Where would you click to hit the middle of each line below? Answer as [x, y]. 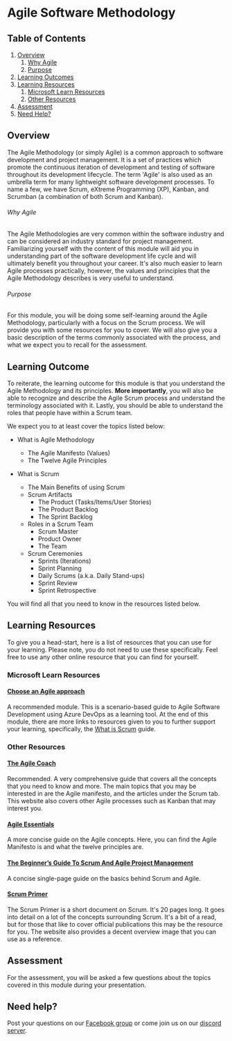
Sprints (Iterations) [64, 561]
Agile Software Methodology [91, 13]
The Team [52, 546]
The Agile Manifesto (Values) [69, 453]
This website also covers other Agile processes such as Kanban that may [111, 801]
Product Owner [60, 539]
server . [17, 1031]
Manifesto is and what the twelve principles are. [75, 847]
